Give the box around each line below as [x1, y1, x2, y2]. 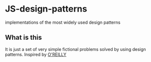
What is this [5, 33, 42, 42]
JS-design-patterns [5, 3, 88, 15]
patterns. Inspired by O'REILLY [5, 51, 67, 57]
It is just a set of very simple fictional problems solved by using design [5, 46, 146, 52]
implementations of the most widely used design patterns [5, 19, 121, 25]
